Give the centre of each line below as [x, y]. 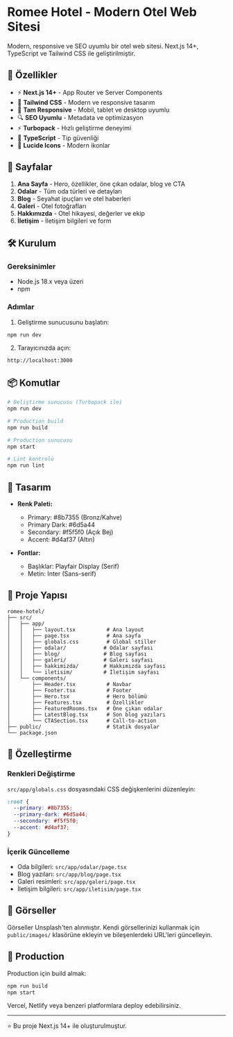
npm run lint [26, 465]
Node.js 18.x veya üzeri [50, 282]
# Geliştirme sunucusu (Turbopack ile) [65, 402]
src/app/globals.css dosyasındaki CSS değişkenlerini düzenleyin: [102, 789]
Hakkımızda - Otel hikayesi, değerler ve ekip [81, 213]
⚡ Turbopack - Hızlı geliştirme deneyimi [74, 128]
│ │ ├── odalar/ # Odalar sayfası [80, 648]
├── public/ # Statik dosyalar [83, 727]
